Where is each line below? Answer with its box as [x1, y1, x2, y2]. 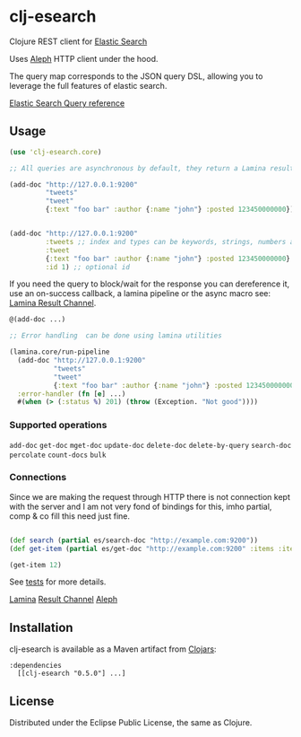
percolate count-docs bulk [9, 451, 107, 460]
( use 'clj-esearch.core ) [9, 147, 102, 156]
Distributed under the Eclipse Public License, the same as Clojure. [9, 717, 253, 728]
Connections [9, 471, 67, 484]
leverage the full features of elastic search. [9, 80, 168, 91]
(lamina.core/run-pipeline [9, 347, 110, 356]
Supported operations [9, 419, 107, 432]
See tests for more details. [9, 576, 107, 587]
